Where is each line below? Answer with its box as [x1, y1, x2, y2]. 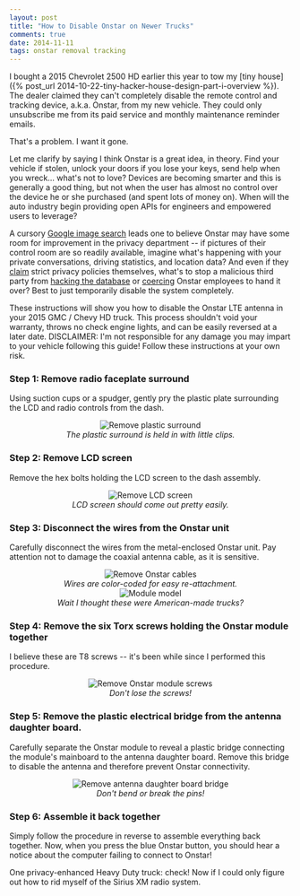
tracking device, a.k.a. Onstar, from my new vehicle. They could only [9, 100, 262, 110]
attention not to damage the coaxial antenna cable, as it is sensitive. [9, 552, 260, 562]
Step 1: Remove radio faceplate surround [9, 373, 190, 386]
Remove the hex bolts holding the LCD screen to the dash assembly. [9, 472, 261, 483]
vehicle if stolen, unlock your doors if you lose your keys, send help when [9, 163, 280, 174]
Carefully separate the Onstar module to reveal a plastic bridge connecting [9, 742, 285, 752]
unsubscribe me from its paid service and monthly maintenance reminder [9, 109, 280, 120]
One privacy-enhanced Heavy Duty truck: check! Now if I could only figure [9, 866, 285, 877]
